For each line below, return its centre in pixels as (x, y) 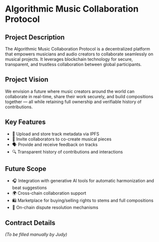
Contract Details (30, 223)
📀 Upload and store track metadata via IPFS (56, 134)
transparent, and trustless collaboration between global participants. (73, 64)
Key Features (25, 122)
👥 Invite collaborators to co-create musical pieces (62, 139)
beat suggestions (29, 188)
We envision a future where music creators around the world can (70, 91)
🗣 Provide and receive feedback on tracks (55, 144)
